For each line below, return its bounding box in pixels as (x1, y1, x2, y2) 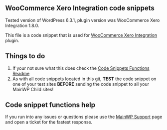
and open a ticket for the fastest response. (5, 119, 93, 125)
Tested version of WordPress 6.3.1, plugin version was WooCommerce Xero (5, 17, 160, 23)
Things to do (5, 52, 45, 60)
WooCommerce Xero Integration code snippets (5, 4, 155, 12)
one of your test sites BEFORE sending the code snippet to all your (12, 81, 150, 87)
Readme (12, 70, 30, 76)
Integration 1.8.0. (5, 22, 39, 28)
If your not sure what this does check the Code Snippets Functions (12, 65, 150, 71)
